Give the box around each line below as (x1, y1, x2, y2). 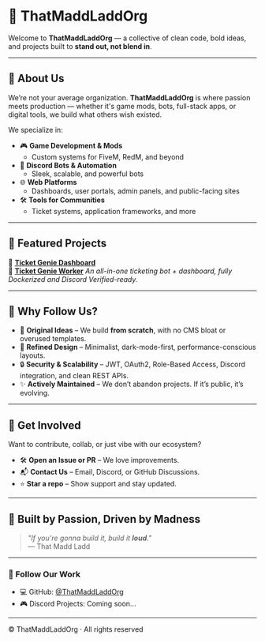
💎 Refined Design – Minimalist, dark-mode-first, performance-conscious (19, 343, 256, 352)
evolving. (19, 389, 50, 398)
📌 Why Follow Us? (8, 304, 99, 318)
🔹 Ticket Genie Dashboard (8, 257, 96, 267)
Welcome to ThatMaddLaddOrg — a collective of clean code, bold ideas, (8, 33, 247, 43)
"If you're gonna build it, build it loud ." (27, 533, 152, 543)
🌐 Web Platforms (19, 177, 77, 186)
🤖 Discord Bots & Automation (19, 160, 117, 170)
